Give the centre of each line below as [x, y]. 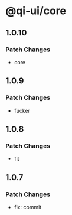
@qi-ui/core [36, 11]
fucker [22, 110]
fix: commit [28, 207]
